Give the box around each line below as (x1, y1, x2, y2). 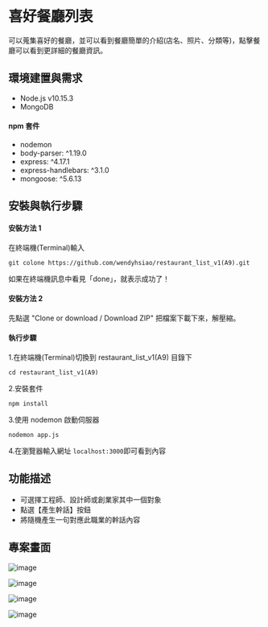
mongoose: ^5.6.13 (19, 174, 82, 184)
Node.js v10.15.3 (19, 93, 74, 103)
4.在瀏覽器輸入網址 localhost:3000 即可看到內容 (8, 446, 167, 456)
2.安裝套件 (8, 383, 43, 393)
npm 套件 (8, 122, 40, 131)
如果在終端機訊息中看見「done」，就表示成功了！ (8, 274, 171, 283)
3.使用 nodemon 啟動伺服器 (8, 415, 100, 424)
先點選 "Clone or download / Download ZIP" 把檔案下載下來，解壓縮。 (8, 313, 241, 323)
